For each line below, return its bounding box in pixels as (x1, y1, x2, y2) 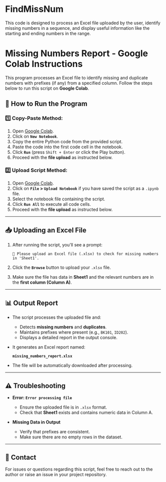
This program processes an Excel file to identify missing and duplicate (5, 74, 148, 80)
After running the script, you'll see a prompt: (12, 241, 103, 247)
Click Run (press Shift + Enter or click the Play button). (12, 149, 125, 155)
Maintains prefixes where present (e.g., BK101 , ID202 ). (19, 329, 128, 335)
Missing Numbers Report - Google (5, 48, 148, 59)
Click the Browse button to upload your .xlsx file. (12, 264, 111, 270)
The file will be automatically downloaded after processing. (12, 362, 133, 368)
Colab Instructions (5, 59, 83, 70)
